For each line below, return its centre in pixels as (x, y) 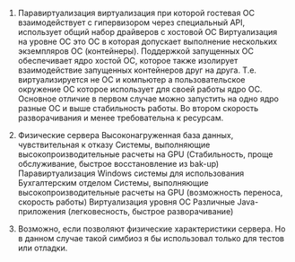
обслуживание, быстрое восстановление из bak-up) (118, 164)
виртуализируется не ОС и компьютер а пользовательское (131, 79)
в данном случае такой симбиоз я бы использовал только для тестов (151, 238)
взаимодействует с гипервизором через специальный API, (131, 22)
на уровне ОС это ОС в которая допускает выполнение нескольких (147, 41)
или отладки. (43, 248)
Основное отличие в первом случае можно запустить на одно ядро (148, 99)
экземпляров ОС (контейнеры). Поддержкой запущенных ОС (135, 51)
